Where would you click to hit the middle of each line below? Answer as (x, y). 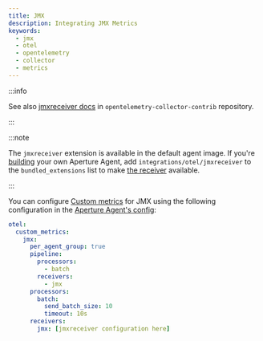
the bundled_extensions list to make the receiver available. (104, 170)
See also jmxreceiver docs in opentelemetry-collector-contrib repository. (131, 106)
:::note (19, 137)
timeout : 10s (66, 314)
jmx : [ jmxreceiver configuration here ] (104, 329)
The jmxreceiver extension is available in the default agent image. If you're (131, 152)
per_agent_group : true (67, 247)
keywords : (25, 30)
